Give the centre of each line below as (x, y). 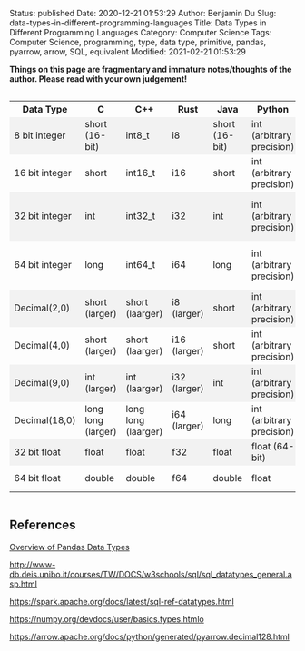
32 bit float (38, 452)
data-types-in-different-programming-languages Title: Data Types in (138, 23)
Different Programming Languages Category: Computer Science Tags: (141, 32)
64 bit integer (43, 265)
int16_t (141, 173)
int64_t (141, 265)
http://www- (33, 564)
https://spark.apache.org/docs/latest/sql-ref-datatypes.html (122, 601)
